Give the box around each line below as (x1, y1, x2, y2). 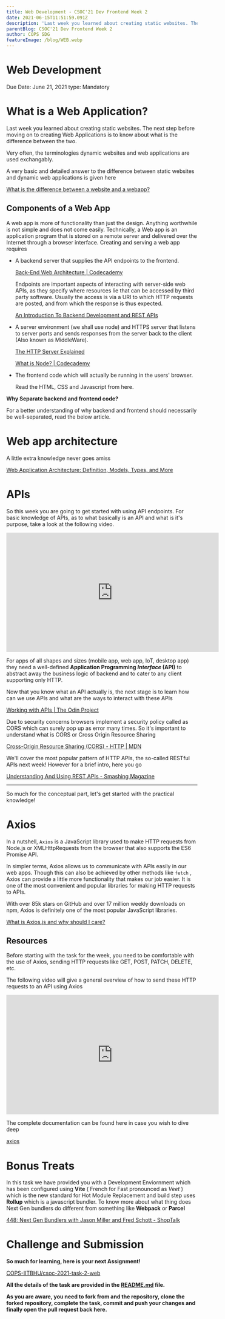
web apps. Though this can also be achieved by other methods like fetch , (6, 869, 192, 876)
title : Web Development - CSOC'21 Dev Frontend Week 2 (6, 8, 148, 15)
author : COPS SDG (6, 32, 50, 38)
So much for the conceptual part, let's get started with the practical (6, 790, 175, 797)
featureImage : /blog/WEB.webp (6, 37, 83, 43)
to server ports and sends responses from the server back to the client (15, 329, 192, 337)
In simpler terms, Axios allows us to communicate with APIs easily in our (6, 862, 187, 869)
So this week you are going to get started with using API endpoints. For (6, 507, 184, 514)
